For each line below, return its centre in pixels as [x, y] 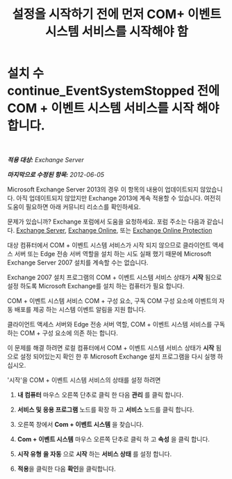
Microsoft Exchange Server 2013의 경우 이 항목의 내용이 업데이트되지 [103, 189]
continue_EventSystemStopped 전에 [114, 91]
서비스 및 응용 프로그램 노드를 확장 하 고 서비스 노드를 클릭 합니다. [106, 409]
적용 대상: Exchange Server [46, 159]
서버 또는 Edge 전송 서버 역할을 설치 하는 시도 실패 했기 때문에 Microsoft [113, 253]
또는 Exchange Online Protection [166, 230]
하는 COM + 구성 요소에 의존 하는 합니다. [63, 333]
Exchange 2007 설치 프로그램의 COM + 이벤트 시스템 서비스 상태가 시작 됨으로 [115, 277]
